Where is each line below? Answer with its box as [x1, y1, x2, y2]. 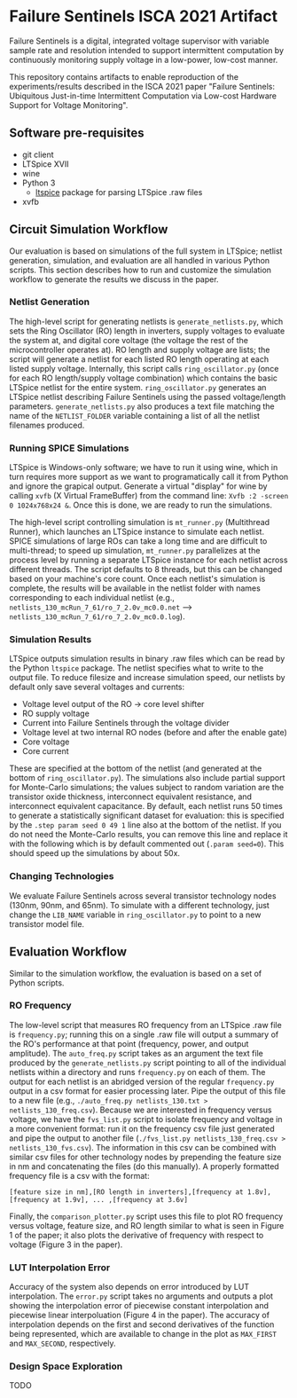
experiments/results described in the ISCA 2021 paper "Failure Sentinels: [9, 81, 276, 91]
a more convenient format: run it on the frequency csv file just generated [9, 1123, 275, 1134]
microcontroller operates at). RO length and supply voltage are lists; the [9, 344, 270, 355]
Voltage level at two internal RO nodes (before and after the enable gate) [21, 727, 288, 738]
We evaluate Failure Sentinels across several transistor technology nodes [9, 890, 277, 901]
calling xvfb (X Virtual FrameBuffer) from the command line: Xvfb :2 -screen [9, 491, 289, 501]
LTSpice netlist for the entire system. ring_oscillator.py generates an [9, 381, 267, 392]
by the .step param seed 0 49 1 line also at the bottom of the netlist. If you [9, 820, 282, 830]
